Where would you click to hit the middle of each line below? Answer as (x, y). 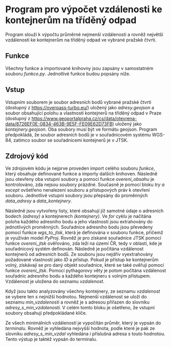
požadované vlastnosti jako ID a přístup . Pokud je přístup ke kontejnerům (82, 260)
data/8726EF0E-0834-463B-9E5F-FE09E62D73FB (59, 124)
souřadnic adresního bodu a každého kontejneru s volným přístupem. (78, 276)
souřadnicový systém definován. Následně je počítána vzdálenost (75, 249)
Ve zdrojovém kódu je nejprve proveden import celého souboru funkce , (80, 168)
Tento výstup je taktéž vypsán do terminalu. (51, 339)
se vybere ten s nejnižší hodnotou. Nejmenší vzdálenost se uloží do (76, 297)
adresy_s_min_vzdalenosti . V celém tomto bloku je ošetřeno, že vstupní (80, 308)
